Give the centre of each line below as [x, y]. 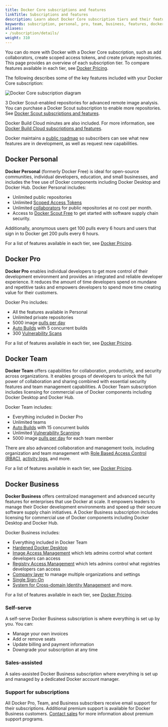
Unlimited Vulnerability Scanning [46, 433]
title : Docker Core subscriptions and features [56, 10]
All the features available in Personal [50, 312]
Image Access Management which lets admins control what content [82, 553]
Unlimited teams [29, 422]
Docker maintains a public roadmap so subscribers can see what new [77, 138]
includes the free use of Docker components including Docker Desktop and [83, 182]
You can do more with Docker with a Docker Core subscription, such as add [83, 52]
